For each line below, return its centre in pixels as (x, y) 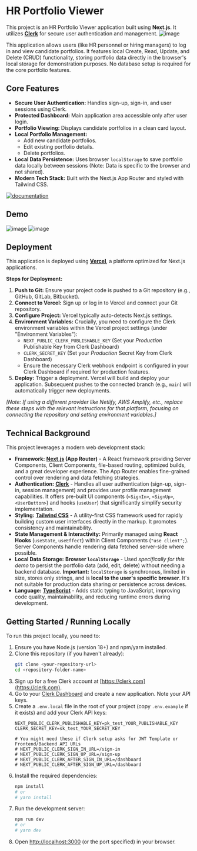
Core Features (33, 89)
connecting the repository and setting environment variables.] (81, 415)
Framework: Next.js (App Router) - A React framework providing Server (103, 459)
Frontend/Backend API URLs (48, 744)
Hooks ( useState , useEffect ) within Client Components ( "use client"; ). (102, 541)
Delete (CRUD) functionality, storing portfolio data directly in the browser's (96, 57)
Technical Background (48, 433)
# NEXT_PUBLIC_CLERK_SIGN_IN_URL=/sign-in (67, 749)
